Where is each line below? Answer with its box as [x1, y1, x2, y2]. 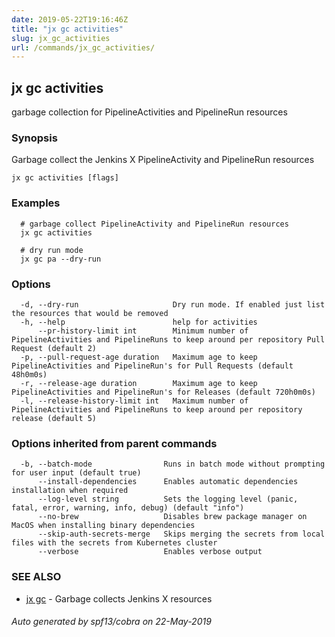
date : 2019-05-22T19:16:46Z [11, 14, 129, 25]
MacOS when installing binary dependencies [11, 521, 196, 531]
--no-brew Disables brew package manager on [37, 512, 308, 522]
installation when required [11, 486, 129, 496]
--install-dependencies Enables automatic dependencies [37, 477, 299, 487]
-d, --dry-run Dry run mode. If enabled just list [20, 299, 326, 310]
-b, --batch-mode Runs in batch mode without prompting [20, 459, 326, 470]
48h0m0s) [11, 369, 48, 380]
